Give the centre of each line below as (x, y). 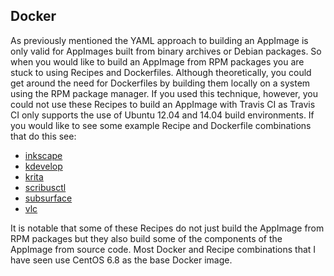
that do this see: (43, 136)
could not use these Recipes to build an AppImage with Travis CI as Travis (163, 104)
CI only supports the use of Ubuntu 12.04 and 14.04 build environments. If (162, 115)
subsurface (48, 198)
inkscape (43, 155)
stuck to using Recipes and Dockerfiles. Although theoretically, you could (161, 72)
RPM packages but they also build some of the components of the (146, 238)
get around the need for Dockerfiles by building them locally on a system (160, 83)
